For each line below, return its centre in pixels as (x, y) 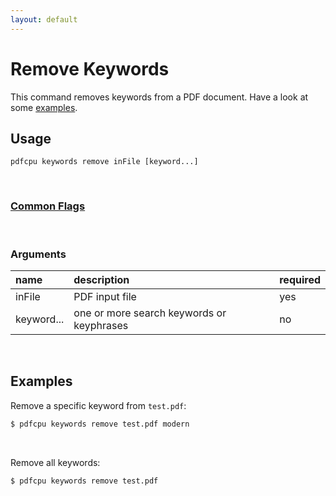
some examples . (44, 107)
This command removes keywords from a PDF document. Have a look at (159, 97)
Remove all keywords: (55, 462)
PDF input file (105, 296)
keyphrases (101, 325)
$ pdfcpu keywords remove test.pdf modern (100, 424)
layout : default (44, 19)
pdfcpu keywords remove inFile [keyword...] (104, 162)
